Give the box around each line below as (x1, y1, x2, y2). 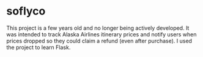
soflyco (6, 4, 46, 18)
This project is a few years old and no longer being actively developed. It (6, 24, 190, 32)
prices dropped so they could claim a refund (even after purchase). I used (6, 37, 193, 44)
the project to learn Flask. (6, 44, 71, 51)
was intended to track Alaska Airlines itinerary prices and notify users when (6, 30, 197, 38)
